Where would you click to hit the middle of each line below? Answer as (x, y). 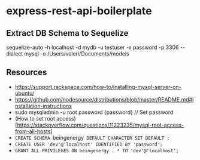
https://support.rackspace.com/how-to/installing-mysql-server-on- (98, 87)
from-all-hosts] (34, 131)
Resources (27, 73)
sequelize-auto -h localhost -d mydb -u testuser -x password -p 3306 (93, 47)
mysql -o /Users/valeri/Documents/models (77, 54)
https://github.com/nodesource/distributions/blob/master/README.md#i (104, 99)
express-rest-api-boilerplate (79, 11)
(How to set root (35, 118)
